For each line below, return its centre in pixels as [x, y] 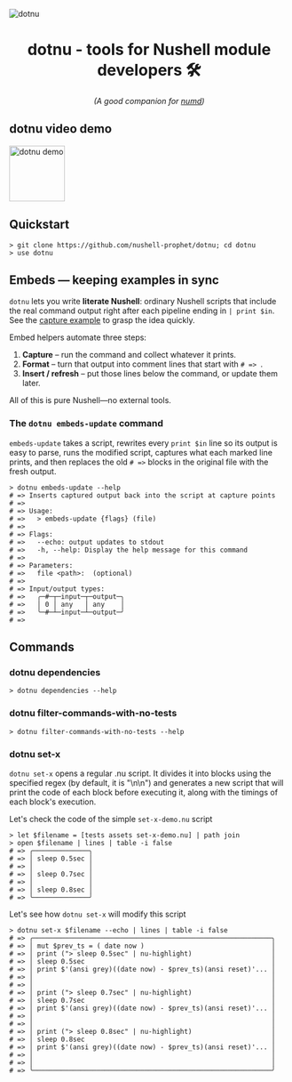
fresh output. [33, 471]
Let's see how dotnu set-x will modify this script [98, 914]
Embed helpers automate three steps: [78, 337]
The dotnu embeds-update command [87, 424]
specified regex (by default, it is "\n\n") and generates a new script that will [146, 782]
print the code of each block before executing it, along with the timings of [143, 792]
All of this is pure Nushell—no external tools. [90, 400]
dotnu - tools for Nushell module [149, 50]
